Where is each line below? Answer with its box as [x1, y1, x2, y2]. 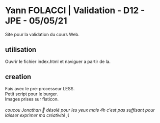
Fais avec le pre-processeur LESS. [5, 85, 75, 91]
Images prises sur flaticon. [5, 96, 59, 102]
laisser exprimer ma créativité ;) [5, 112, 70, 118]
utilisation [5, 45, 37, 54]
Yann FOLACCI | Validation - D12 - [5, 5, 145, 16]
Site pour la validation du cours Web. [5, 31, 80, 37]
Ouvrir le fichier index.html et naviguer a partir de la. [5, 59, 111, 64]
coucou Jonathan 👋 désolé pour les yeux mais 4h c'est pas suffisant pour [5, 107, 155, 113]
